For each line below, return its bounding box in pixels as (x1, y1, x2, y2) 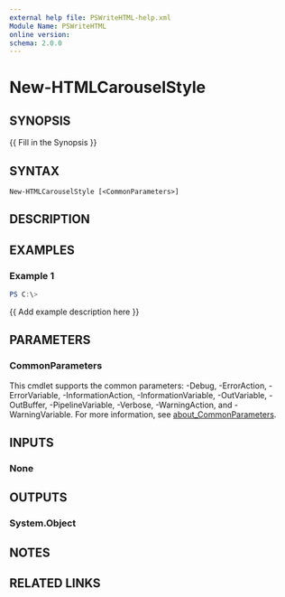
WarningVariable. (9, 408, 74, 420)
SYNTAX (9, 163, 60, 179)
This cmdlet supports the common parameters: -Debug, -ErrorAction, (9, 380, 268, 391)
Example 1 (9, 269, 55, 282)
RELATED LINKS (9, 575, 101, 592)
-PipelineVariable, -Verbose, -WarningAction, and (49, 399, 233, 410)
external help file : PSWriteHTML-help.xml (9, 13, 171, 23)
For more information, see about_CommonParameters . (75, 408, 277, 420)
